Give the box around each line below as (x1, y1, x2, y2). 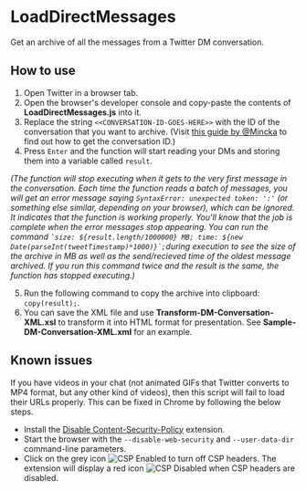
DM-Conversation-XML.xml (23, 326, 132, 337)
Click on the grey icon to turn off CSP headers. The (23, 453, 277, 464)
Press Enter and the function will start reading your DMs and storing (23, 145, 280, 156)
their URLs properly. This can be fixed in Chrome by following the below (10, 396, 281, 407)
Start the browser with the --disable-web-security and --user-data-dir (23, 434, 295, 444)
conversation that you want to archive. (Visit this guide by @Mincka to (23, 126, 287, 137)
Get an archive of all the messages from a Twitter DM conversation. (10, 37, 264, 47)
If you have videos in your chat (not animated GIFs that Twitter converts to (10, 377, 290, 388)
